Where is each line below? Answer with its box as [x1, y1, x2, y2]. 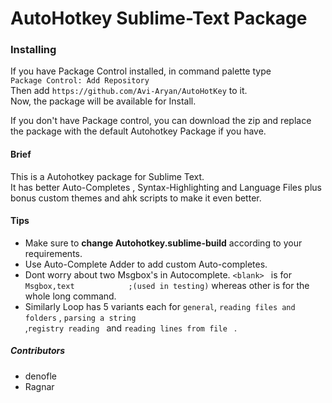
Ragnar [24, 380, 55, 392]
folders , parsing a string [24, 311, 137, 323]
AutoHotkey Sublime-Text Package [10, 7, 308, 30]
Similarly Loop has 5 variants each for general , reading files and [24, 300, 296, 312]
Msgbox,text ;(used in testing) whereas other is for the [24, 279, 310, 291]
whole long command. [24, 290, 117, 302]
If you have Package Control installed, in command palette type [10, 65, 272, 77]
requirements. [24, 247, 83, 259]
